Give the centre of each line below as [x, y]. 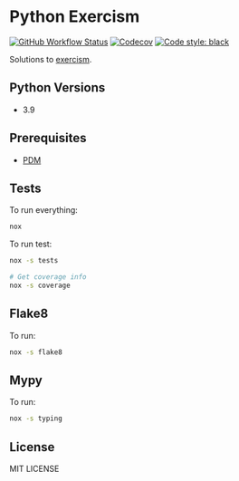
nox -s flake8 [36, 352]
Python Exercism [75, 17]
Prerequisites [48, 138]
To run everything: [44, 210]
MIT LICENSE [34, 469]
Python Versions [57, 88]
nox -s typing [36, 418]
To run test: [31, 244]
